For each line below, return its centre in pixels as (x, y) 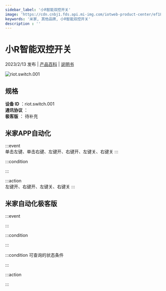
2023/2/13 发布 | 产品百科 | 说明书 (40, 64)
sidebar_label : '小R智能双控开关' (38, 10)
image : (12, 14)
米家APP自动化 (28, 134)
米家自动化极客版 (31, 204)
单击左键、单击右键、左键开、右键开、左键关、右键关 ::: (62, 151)
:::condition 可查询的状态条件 (35, 255)
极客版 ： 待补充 (21, 116)
